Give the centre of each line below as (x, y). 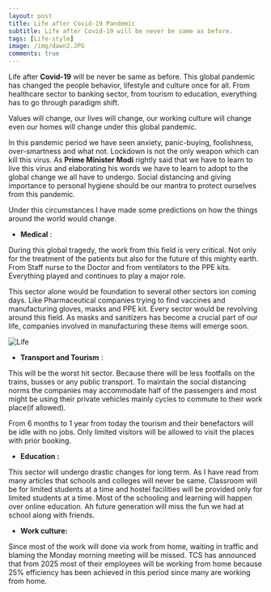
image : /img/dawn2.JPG (47, 46)
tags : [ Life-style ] (41, 39)
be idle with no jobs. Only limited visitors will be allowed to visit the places (131, 432)
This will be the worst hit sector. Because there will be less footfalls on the (132, 373)
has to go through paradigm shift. (64, 103)
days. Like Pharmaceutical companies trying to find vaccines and (117, 300)
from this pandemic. (42, 194)
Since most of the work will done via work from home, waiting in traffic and (133, 547)
